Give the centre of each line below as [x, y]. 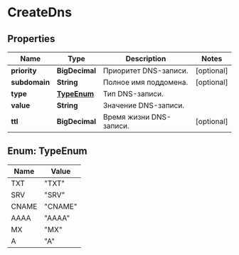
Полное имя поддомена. [145, 82]
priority [24, 71]
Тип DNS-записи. [133, 94]
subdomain [31, 82]
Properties [31, 39]
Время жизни [126, 117]
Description [146, 59]
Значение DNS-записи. [144, 105]
